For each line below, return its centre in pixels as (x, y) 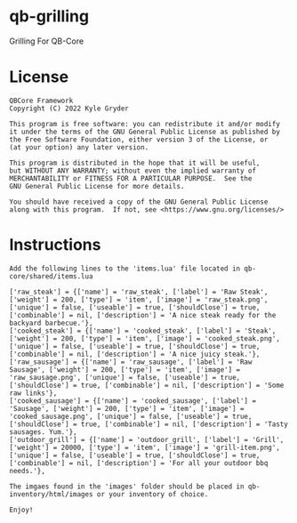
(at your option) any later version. (79, 147)
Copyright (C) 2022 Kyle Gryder (69, 109)
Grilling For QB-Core (47, 41)
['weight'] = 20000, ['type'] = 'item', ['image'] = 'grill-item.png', (144, 447)
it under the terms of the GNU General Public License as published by (144, 132)
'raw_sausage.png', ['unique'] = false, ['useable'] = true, (125, 377)
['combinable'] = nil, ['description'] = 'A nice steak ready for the (143, 315)
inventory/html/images (51, 494)
